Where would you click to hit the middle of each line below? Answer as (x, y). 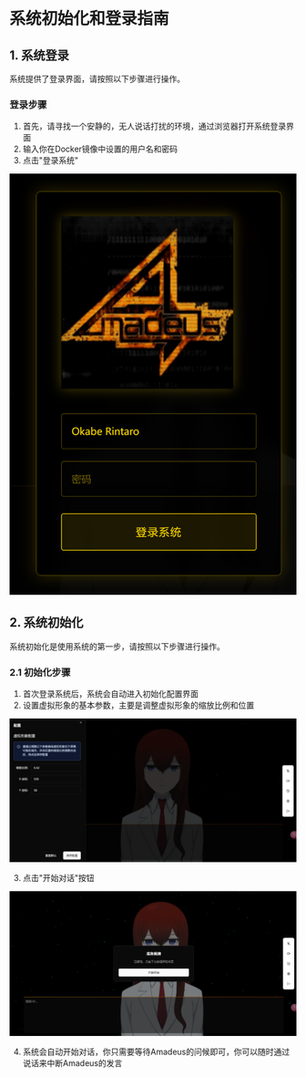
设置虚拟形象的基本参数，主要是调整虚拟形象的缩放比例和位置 (138, 705)
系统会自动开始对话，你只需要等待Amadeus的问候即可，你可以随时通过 (156, 1051)
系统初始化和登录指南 (90, 19)
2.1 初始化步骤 (40, 672)
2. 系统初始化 (46, 622)
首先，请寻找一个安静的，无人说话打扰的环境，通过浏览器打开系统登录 (154, 126)
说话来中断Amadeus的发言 (72, 1062)
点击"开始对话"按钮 (58, 878)
